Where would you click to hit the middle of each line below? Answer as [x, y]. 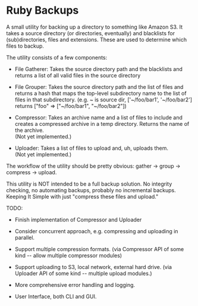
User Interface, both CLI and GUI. [56, 296]
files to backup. [25, 46]
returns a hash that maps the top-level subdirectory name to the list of [100, 93]
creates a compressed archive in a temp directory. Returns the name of [102, 123]
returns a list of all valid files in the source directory [78, 75]
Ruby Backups [43, 10]
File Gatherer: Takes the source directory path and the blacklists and [99, 69]
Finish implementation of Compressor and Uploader [78, 220]
